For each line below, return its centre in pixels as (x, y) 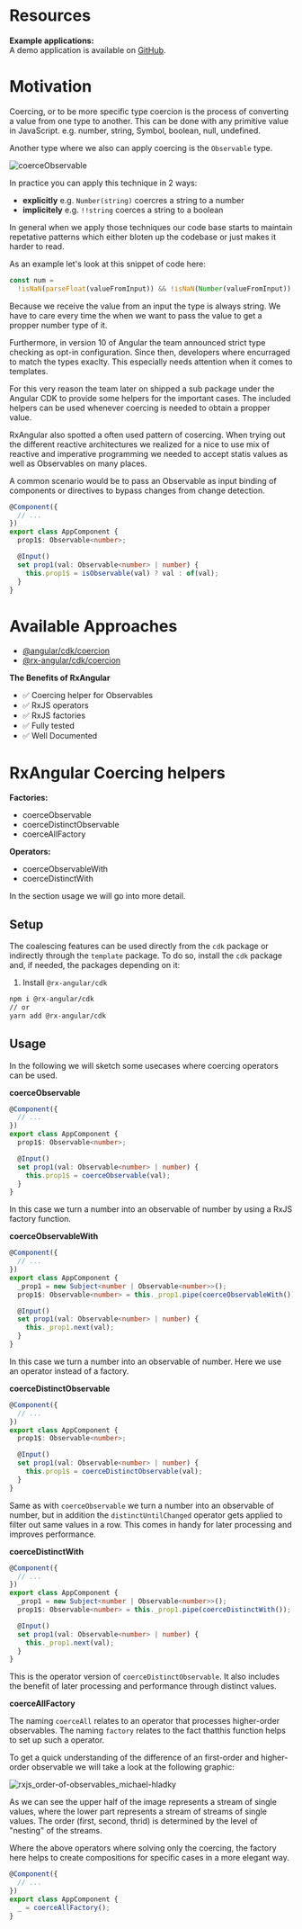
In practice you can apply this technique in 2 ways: (103, 183)
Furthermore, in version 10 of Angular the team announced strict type (138, 342)
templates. (29, 371)
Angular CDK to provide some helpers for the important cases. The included (150, 398)
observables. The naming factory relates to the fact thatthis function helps (147, 1731)
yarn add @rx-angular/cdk (58, 1016)
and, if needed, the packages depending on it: (95, 965)
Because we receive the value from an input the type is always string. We (145, 306)
